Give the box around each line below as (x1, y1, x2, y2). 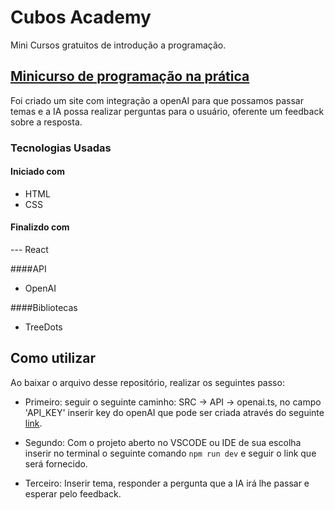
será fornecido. (24, 457, 88, 470)
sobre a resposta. (10, 116, 83, 128)
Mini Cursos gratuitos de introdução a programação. (10, 39, 227, 51)
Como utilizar (10, 350, 97, 367)
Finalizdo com (10, 221, 70, 233)
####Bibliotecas (10, 302, 78, 314)
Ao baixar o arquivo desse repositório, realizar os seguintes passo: (10, 376, 285, 388)
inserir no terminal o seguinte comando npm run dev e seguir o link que (24, 447, 317, 459)
